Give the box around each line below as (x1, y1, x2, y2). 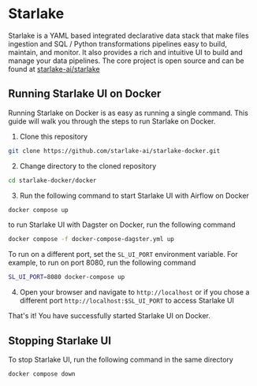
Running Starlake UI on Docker (8, 87, 162, 101)
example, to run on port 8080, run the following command (8, 258, 196, 268)
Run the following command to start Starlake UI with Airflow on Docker (19, 191, 250, 200)
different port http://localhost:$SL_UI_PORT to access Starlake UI (19, 296, 235, 306)
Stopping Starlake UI (8, 334, 112, 347)
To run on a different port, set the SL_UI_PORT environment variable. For (8, 250, 238, 259)
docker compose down (8, 369, 76, 378)
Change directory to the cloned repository (19, 161, 157, 170)
